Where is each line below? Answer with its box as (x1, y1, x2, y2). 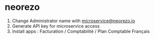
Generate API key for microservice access (12, 23, 100, 29)
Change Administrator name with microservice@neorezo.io (12, 18, 135, 24)
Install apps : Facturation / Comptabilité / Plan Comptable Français (12, 28, 150, 34)
